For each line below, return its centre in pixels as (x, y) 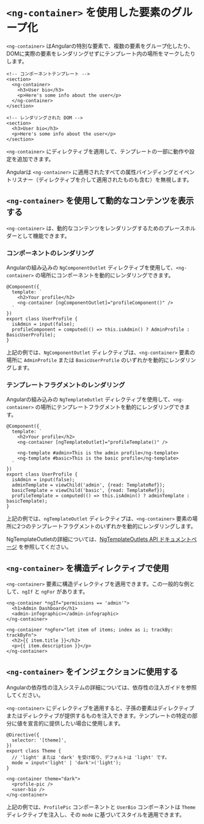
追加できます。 (35, 159)
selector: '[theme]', (39, 740)
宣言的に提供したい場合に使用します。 (75, 723)
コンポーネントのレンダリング (50, 253)
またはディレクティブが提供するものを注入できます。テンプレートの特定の (99, 715)
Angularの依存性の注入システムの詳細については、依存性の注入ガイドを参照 (102, 687)
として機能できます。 (43, 235)
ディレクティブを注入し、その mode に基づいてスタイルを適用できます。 (96, 814)
